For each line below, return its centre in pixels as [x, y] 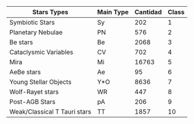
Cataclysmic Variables [41, 52]
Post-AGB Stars [33, 102]
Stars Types [50, 12]
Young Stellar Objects [40, 82]
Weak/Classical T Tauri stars [50, 111]
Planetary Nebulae [36, 32]
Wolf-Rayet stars [34, 92]
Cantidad [148, 12]
